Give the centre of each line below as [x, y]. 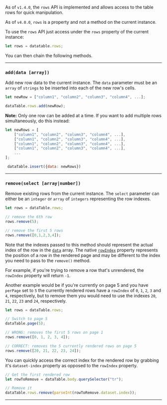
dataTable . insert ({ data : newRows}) [44, 167]
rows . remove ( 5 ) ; [22, 221]
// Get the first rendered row [38, 375]
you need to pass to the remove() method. [48, 260]
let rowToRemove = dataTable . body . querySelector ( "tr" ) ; [64, 379]
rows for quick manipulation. [34, 12]
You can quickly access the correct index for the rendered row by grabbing [82, 360]
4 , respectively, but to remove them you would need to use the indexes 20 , [81, 296]
